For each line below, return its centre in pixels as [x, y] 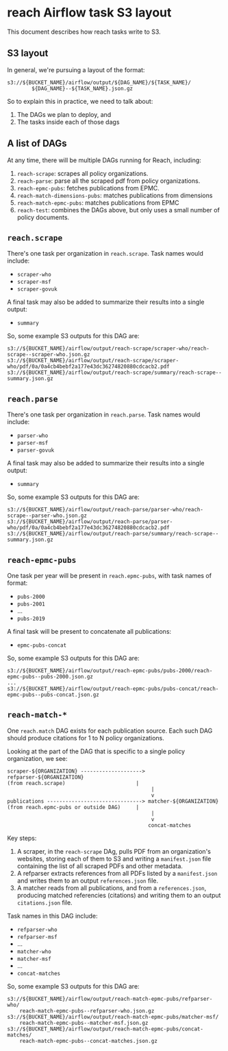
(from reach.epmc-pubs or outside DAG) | [73, 807]
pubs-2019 [31, 619]
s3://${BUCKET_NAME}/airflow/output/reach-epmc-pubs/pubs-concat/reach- [113, 689]
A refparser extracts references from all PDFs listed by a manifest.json [117, 873]
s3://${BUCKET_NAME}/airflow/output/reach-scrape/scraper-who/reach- [109, 349]
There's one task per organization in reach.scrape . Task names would [105, 254]
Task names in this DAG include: [52, 916]
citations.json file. [45, 903]
